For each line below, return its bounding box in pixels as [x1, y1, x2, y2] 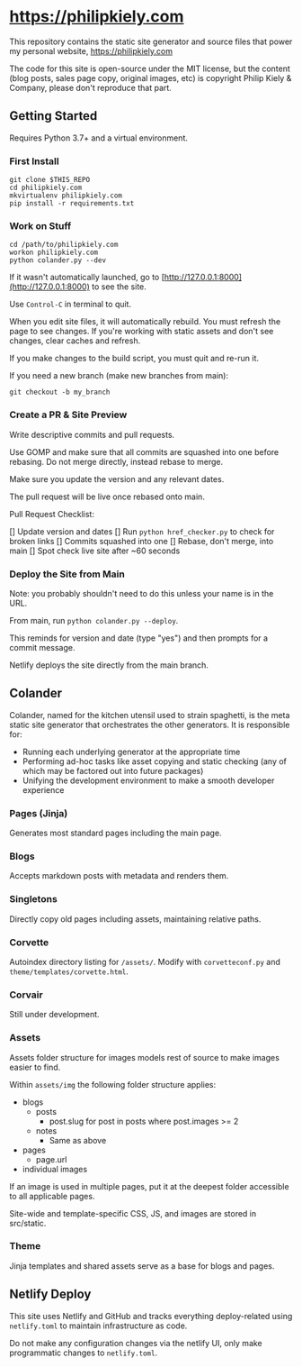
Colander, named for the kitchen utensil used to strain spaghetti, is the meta [9, 709, 290, 720]
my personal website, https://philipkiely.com [9, 45, 173, 56]
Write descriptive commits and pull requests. [9, 429, 175, 440]
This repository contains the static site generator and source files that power [9, 36, 293, 47]
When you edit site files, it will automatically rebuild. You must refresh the [9, 316, 281, 327]
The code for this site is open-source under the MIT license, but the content [9, 63, 290, 74]
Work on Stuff [9, 219, 72, 232]
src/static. [9, 1217, 47, 1228]
